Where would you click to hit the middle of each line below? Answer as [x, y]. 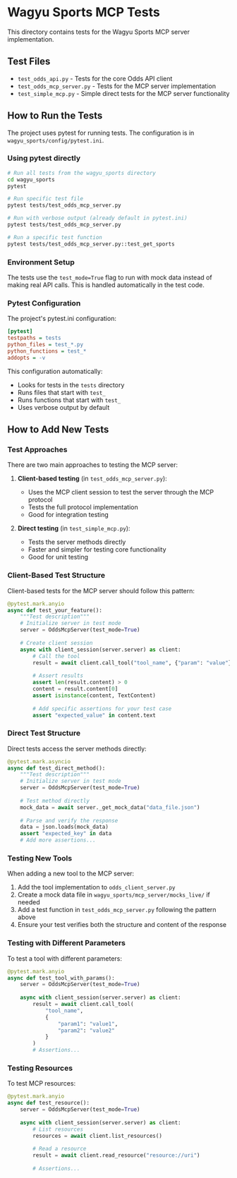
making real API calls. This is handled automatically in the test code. [106, 285]
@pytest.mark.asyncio [39, 761]
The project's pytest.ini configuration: [62, 319]
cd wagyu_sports [31, 180]
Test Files [29, 62]
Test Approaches [37, 450]
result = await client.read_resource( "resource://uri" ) [116, 1155]
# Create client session [56, 643]
